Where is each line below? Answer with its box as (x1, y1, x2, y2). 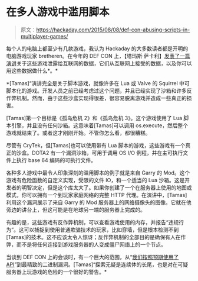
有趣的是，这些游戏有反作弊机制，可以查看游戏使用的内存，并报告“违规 (6, 218, 179, 225)
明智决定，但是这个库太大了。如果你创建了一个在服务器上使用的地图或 (21, 184, 192, 191)
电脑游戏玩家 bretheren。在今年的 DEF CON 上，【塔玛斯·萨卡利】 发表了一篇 (6, 52, 190, 59)
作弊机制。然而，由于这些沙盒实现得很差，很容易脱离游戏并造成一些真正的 (6, 94, 187, 101)
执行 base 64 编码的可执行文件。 (16, 156, 96, 163)
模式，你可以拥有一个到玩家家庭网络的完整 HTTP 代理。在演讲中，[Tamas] (6, 191, 187, 198)
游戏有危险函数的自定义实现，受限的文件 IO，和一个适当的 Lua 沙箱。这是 (6, 176, 185, 183)
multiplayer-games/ (20, 33, 68, 40)
